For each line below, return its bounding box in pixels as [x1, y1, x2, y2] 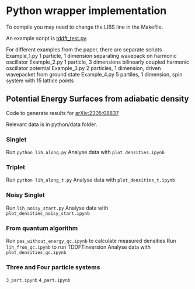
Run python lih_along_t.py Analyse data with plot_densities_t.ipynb [6, 176, 175, 183]
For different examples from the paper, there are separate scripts [6, 46, 162, 53]
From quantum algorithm [6, 224, 78, 232]
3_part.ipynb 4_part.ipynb [6, 277, 71, 284]
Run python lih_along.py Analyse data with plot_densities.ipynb [6, 149, 165, 156]
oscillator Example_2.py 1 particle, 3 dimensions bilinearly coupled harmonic [6, 58, 190, 65]
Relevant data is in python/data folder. [6, 121, 97, 128]
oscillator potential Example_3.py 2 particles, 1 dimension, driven [6, 64, 161, 71]
